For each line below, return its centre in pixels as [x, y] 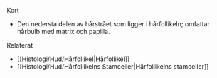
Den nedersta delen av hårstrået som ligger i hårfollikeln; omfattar [113, 24]
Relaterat [20, 45]
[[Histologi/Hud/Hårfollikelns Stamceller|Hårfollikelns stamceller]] [113, 66]
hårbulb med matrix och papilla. [64, 32]
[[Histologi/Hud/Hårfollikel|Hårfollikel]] [73, 59]
